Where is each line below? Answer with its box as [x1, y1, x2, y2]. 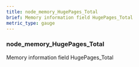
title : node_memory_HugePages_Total [6, 8, 98, 15]
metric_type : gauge [6, 20, 55, 26]
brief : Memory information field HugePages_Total [6, 14, 134, 21]
